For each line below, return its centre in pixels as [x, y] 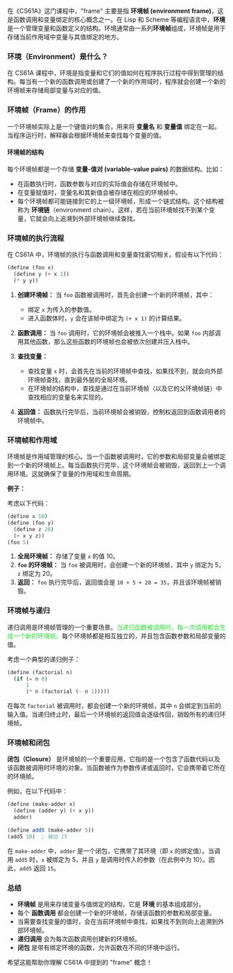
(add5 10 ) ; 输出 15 [37, 836]
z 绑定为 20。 [37, 574]
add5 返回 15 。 [40, 868]
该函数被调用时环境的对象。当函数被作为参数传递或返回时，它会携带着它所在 [116, 768]
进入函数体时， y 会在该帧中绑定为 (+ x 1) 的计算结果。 [106, 318]
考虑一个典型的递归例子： [44, 659]
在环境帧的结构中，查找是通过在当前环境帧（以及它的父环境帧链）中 [125, 388]
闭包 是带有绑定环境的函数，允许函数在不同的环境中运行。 [100, 948]
